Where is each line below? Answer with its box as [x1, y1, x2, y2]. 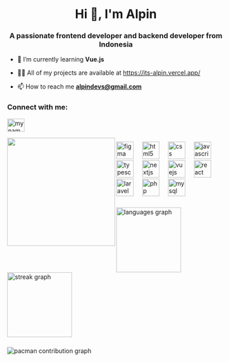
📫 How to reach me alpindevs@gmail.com [17, 82, 142, 91]
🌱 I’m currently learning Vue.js [17, 55, 105, 64]
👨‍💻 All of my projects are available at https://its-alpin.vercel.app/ [17, 69, 201, 77]
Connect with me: [7, 102, 68, 112]
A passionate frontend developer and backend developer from [9, 31, 223, 41]
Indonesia [99, 39, 133, 49]
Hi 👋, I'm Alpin [74, 6, 157, 22]
